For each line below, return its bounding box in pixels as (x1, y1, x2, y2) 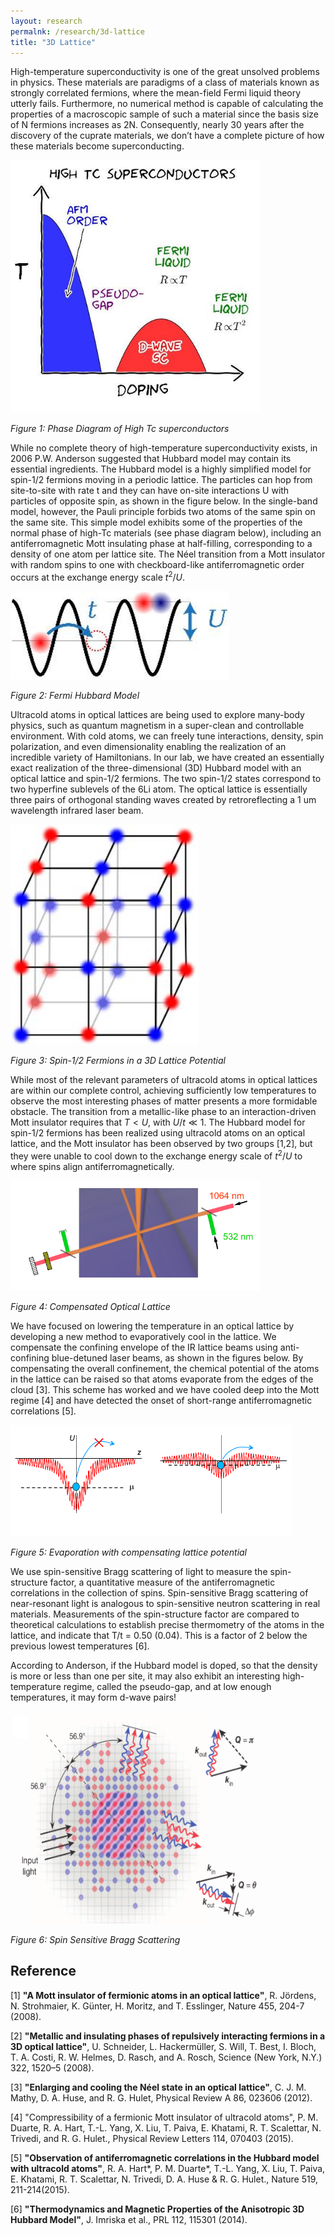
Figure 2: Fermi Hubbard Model (10, 690, 140, 702)
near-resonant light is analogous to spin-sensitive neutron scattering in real (10, 1598, 321, 1610)
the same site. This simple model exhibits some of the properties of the (10, 516, 303, 529)
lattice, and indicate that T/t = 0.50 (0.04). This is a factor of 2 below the (10, 1630, 308, 1642)
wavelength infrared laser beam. (10, 805, 144, 817)
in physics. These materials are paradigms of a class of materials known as (10, 76, 320, 89)
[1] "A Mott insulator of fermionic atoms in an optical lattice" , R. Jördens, (10, 1989, 317, 2001)
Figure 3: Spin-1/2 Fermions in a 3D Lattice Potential (10, 1055, 226, 1067)
